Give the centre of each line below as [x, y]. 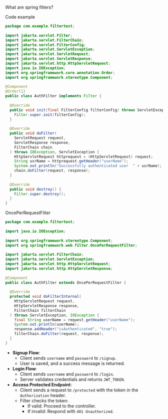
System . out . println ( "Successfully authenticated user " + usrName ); [88, 166]
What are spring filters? [29, 7]
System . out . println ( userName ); [47, 325]
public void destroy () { [35, 189]
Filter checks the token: [44, 400]
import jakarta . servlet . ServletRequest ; [48, 54]
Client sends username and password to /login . [67, 374]
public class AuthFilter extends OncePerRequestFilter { [66, 283]
